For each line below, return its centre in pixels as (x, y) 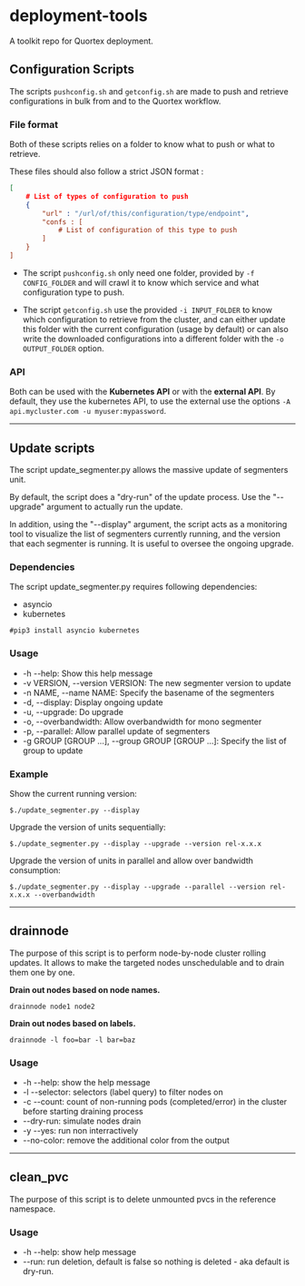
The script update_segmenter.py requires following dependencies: (133, 587)
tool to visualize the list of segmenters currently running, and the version (145, 534)
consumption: (35, 870)
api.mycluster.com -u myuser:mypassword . (88, 411)
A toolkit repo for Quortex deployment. (82, 41)
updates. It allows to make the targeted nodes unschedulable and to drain (147, 962)
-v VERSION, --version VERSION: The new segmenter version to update (157, 682)
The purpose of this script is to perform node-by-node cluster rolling (138, 953)
